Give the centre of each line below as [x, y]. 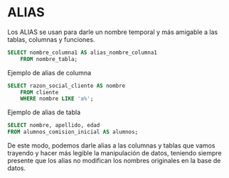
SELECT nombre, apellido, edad [54, 126]
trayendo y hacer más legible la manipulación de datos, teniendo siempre [114, 153]
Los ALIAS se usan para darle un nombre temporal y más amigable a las [113, 32]
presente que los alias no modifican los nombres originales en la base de [114, 161]
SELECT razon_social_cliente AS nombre [66, 86]
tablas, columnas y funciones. [51, 39]
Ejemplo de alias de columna [49, 72]
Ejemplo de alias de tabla [44, 112]
